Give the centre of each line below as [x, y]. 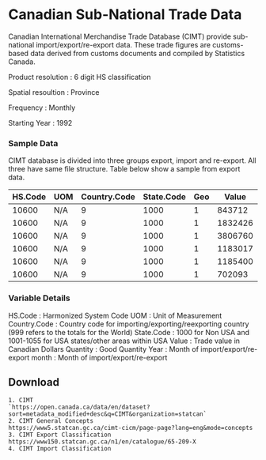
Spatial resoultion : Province [54, 92]
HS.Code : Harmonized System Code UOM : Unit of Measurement [115, 315]
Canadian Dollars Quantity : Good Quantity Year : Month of [104, 349]
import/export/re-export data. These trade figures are [123, 44]
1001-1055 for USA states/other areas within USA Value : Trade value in [124, 341]
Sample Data [33, 143]
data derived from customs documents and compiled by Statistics [138, 53]
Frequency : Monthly [42, 107]
